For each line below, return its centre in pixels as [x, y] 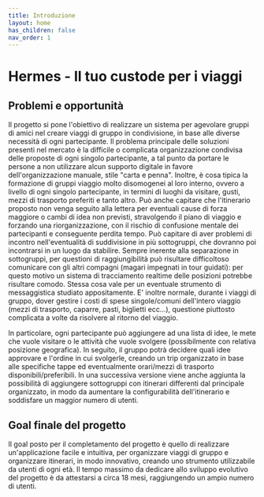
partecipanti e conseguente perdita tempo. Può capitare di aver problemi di [130, 234]
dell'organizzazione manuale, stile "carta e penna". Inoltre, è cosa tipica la [128, 175]
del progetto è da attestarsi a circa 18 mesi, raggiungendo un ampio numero [131, 478]
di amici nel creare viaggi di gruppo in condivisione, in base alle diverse [124, 133]
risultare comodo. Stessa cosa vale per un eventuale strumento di [115, 284]
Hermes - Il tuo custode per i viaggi [125, 77]
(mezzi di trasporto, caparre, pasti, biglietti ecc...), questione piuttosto [121, 310]
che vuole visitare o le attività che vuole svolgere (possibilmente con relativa [132, 341]
